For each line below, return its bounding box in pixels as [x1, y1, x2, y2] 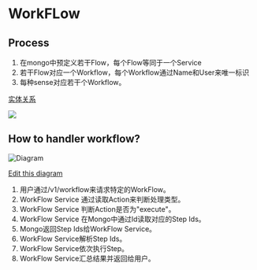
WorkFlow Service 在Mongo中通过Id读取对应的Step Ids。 [19, 214, 207, 224]
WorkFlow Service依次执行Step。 [19, 243, 128, 253]
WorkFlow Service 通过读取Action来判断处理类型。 [19, 194, 185, 204]
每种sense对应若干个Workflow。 [19, 78, 126, 87]
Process [8, 36, 50, 50]
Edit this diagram [8, 168, 63, 178]
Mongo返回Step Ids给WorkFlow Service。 [19, 224, 156, 233]
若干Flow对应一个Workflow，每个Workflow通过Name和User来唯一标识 [19, 68, 250, 77]
